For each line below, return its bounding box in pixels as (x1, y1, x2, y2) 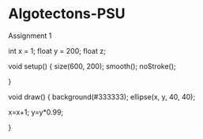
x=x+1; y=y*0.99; (8, 107, 64, 117)
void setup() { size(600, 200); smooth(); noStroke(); (8, 61, 176, 71)
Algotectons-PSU (8, 5, 126, 23)
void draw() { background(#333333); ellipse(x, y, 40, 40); (8, 92, 196, 101)
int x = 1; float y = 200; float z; (8, 46, 107, 55)
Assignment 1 (8, 31, 52, 40)
